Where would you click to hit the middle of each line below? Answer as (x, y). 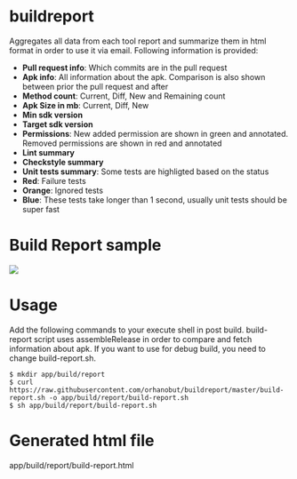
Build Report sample (85, 245)
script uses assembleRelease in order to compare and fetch (143, 339)
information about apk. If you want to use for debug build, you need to (138, 348)
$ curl (21, 382)
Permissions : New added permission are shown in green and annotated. (155, 133)
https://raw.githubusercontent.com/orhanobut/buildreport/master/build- (147, 390)
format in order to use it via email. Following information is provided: (134, 50)
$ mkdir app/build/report (57, 374)
